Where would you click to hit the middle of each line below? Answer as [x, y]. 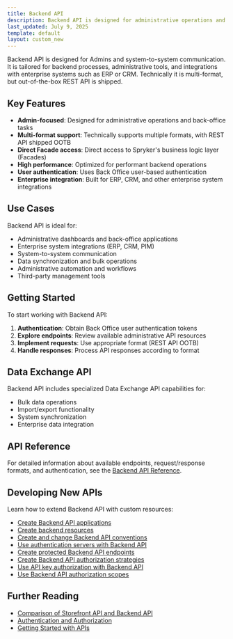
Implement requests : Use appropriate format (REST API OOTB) [108, 342]
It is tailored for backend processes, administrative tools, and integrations [112, 67]
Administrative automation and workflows [77, 268]
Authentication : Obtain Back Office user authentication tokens [107, 328]
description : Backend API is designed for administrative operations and [116, 20]
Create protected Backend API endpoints [76, 552]
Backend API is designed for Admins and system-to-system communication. [116, 59]
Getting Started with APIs [54, 628]
